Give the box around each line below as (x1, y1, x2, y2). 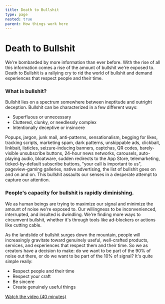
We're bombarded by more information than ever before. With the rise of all (5, 59, 160, 65)
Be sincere (12, 278, 35, 284)
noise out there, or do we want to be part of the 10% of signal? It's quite (5, 253, 153, 259)
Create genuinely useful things (12, 283, 76, 290)
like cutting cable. (5, 222, 42, 228)
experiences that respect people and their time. (5, 75, 103, 81)
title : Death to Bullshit (5, 7, 59, 12)
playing (5, 155, 20, 161)
